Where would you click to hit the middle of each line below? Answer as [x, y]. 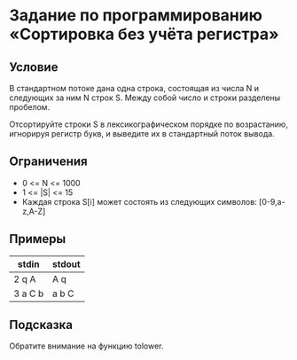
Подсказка [41, 325]
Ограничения [48, 162]
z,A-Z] [34, 211]
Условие [34, 67]
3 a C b [29, 293]
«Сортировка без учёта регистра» [144, 34]
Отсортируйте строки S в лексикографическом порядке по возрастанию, [148, 124]
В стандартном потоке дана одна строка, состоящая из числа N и [134, 88]
